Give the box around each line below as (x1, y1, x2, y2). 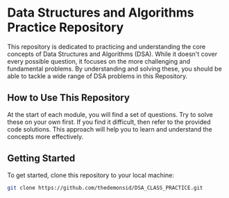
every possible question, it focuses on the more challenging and (7, 57, 191, 65)
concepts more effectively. (7, 132, 84, 141)
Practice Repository (7, 19, 124, 35)
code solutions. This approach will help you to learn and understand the (7, 125, 213, 133)
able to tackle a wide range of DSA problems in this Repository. (7, 71, 188, 80)
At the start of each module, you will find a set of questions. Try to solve (7, 110, 213, 118)
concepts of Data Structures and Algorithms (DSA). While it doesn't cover (7, 50, 217, 58)
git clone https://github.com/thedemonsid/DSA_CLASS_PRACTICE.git (7, 184, 203, 191)
